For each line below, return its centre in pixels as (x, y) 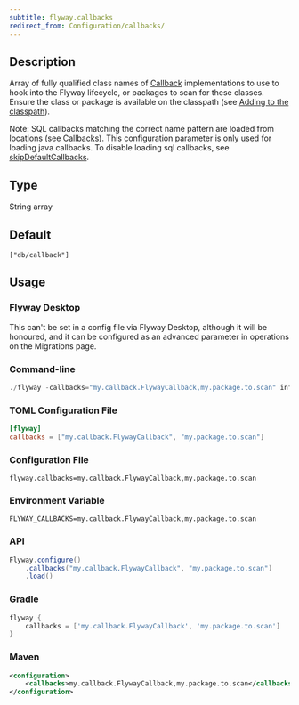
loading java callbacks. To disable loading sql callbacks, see (119, 148)
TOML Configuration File (63, 410)
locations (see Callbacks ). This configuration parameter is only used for (141, 138)
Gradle (24, 599)
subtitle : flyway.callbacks (61, 17)
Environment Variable (57, 501)
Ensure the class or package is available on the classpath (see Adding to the (149, 102)
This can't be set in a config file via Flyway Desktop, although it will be (138, 327)
